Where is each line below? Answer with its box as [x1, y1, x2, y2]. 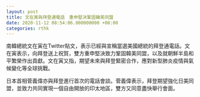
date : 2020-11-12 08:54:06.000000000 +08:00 [6, 20, 118, 26]
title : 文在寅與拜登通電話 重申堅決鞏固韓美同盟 [6, 14, 114, 20]
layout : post [6, 8, 39, 15]
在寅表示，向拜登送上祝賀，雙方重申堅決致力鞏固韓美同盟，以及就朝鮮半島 [6, 50, 189, 57]
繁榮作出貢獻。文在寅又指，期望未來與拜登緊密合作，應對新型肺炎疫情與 [11, 57, 189, 64]
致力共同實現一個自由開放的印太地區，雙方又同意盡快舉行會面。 [21, 85, 179, 92]
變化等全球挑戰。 [11, 65, 54, 72]
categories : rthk [6, 25, 49, 32]
